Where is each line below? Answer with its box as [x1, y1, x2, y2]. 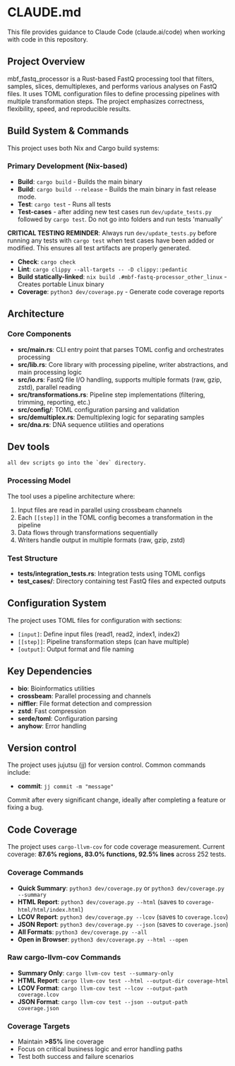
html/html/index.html [17, 906, 81, 913]
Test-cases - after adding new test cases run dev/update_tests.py [17, 207, 212, 216]
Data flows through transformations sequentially [17, 528, 158, 537]
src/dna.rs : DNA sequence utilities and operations [17, 420, 164, 428]
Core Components [7, 329, 72, 339]
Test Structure [7, 553, 58, 563]
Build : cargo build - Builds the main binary [17, 177, 143, 186]
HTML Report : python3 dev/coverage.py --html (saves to [17, 897, 185, 906]
